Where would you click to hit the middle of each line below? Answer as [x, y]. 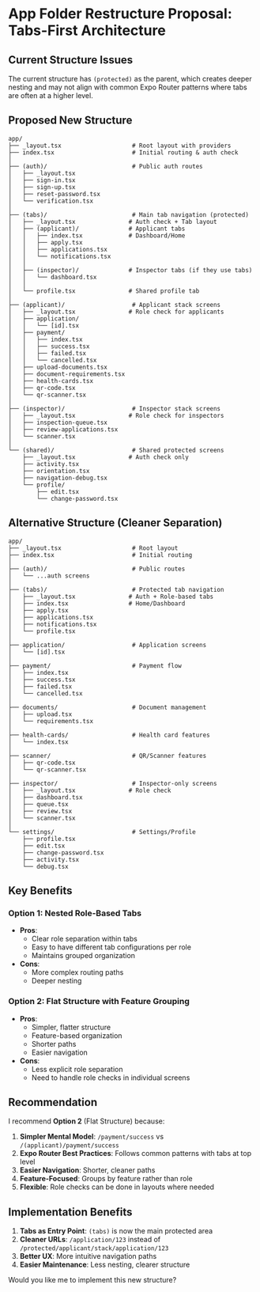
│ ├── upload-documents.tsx [58, 367]
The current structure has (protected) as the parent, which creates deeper [130, 79]
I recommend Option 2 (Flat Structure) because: [87, 1121]
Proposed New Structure [70, 121]
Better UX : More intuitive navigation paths [88, 1256]
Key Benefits [40, 891]
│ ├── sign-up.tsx [42, 187]
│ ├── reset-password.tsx [55, 194]
